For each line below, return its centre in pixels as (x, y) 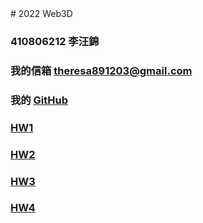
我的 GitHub (39, 100)
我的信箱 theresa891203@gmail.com (101, 70)
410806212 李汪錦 (55, 41)
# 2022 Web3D (41, 13)
